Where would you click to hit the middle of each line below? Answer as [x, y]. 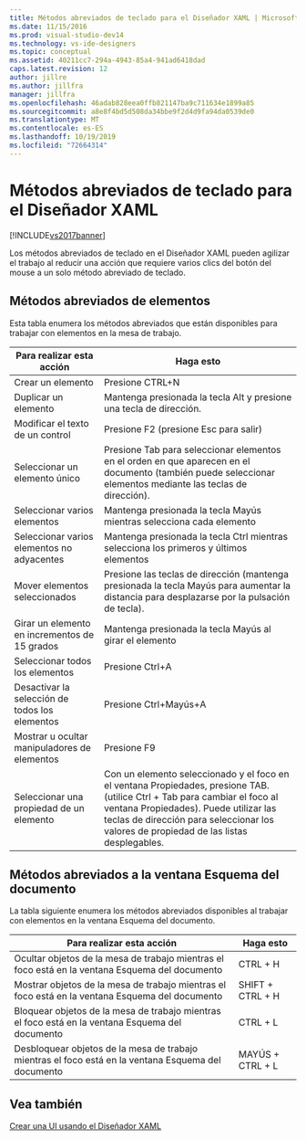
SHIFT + [256, 985]
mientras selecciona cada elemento [180, 522]
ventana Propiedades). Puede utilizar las [190, 807]
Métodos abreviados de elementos [110, 301]
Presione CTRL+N [142, 382]
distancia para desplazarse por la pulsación [197, 596]
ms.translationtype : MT [55, 120]
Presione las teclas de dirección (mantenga [197, 574]
